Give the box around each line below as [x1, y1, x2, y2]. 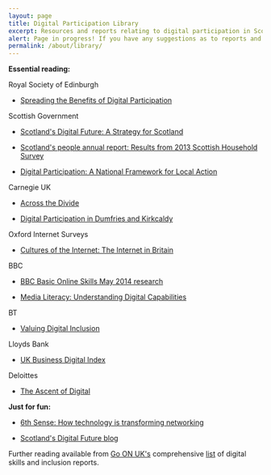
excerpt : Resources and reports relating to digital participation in [8, 27, 251, 35]
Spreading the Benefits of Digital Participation [19, 95, 173, 105]
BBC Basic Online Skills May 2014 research [19, 277, 164, 286]
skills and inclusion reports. [8, 458, 99, 468]
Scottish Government [8, 111, 79, 121]
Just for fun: [8, 402, 51, 412]
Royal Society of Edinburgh [8, 80, 99, 90]
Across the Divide [19, 198, 80, 208]
